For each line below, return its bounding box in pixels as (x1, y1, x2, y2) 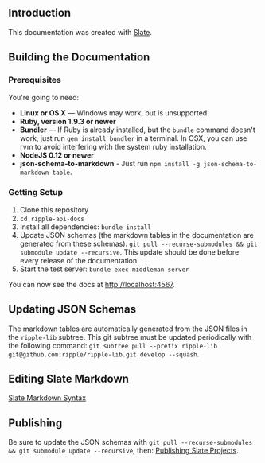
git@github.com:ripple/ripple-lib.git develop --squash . (8, 349, 200, 359)
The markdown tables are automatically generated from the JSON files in (8, 324, 247, 333)
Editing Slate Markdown (8, 372, 130, 385)
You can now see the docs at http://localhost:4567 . (8, 279, 175, 289)
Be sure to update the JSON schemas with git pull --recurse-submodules (8, 438, 253, 447)
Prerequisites (8, 75, 61, 86)
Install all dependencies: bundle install (19, 222, 151, 231)
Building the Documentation (8, 51, 150, 64)
